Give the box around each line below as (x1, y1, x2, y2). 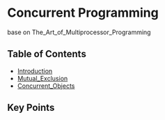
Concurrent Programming (7, 5, 159, 21)
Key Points (7, 102, 55, 114)
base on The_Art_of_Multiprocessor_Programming (7, 28, 151, 36)
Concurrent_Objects (17, 82, 75, 90)
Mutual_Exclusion (17, 74, 68, 82)
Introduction (17, 66, 53, 75)
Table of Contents (7, 48, 87, 60)
